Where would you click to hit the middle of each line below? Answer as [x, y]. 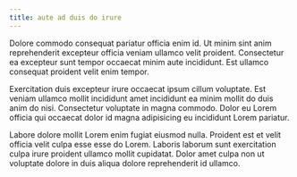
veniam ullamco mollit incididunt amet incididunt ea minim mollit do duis [141, 98]
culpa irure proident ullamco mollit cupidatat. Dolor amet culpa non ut [137, 154]
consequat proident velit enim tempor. [79, 72]
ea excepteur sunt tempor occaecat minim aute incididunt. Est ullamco [139, 62]
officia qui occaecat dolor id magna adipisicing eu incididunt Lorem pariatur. [149, 117]
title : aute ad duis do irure [66, 17]
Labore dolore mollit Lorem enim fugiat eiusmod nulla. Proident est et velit [145, 134]
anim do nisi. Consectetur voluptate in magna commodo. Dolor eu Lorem [143, 107]
